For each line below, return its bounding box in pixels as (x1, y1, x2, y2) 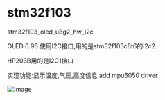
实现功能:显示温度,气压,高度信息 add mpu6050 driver (7, 71, 158, 79)
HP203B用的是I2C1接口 (7, 57, 74, 65)
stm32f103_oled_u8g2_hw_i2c (7, 28, 94, 36)
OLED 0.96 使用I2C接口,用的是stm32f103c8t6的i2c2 (7, 41, 156, 50)
